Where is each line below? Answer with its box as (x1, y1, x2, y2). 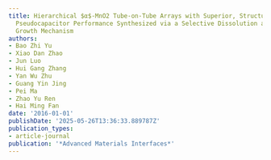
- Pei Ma (8, 86, 38, 95)
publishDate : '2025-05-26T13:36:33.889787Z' (8, 117, 161, 125)
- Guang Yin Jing (8, 79, 67, 87)
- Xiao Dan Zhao (8, 49, 63, 57)
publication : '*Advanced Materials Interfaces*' (8, 139, 175, 148)
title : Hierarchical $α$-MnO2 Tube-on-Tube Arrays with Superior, (8, 11, 236, 20)
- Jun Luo (8, 57, 42, 65)
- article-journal (8, 132, 70, 140)
